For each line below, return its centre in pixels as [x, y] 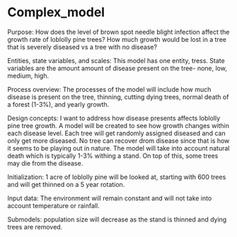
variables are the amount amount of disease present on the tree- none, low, [117, 68]
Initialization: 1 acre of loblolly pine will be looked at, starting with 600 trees [117, 177]
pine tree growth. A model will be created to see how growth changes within [118, 125]
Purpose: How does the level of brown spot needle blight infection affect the [118, 32]
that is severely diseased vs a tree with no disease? [82, 47]
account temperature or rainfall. [54, 205]
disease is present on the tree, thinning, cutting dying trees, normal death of [118, 97]
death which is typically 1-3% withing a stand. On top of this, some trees [113, 156]
